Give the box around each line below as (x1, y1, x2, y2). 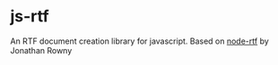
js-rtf (10, 6, 49, 27)
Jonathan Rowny (10, 45, 73, 55)
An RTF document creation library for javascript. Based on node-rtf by (10, 36, 270, 46)
